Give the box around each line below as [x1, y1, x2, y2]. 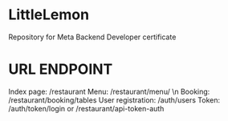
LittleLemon [8, 6, 90, 24]
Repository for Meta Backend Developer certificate [8, 32, 177, 42]
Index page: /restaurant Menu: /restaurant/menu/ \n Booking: [8, 87, 210, 96]
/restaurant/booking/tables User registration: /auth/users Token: [8, 95, 221, 105]
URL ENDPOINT [8, 60, 113, 79]
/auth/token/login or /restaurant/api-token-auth [8, 103, 165, 113]
